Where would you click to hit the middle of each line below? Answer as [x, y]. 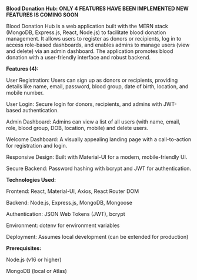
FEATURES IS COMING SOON [42, 15]
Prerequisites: [24, 248]
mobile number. [25, 93]
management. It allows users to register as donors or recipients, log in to [94, 39]
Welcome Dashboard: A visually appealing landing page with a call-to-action [99, 139]
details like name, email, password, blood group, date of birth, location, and [97, 86]
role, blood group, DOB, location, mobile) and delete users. [77, 128]
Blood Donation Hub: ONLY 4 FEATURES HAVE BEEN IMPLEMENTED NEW [98, 9]
